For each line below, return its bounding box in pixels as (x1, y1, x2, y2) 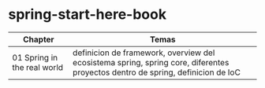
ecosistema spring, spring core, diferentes (72, 57, 230, 68)
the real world (12, 61, 64, 72)
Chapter (22, 34, 54, 45)
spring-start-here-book (8, 5, 167, 24)
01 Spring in (12, 52, 58, 63)
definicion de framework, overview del (72, 47, 215, 58)
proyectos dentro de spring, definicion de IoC (72, 67, 241, 78)
